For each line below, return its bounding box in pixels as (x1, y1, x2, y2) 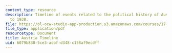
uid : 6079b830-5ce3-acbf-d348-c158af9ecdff (5, 40, 100, 45)
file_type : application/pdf (5, 26, 66, 31)
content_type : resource (5, 7, 56, 13)
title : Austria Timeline (5, 36, 58, 41)
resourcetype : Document (5, 31, 56, 36)
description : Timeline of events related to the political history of (5, 12, 159, 17)
